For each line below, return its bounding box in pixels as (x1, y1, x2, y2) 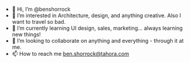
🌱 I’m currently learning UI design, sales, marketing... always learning (11, 24, 183, 31)
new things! (11, 31, 41, 38)
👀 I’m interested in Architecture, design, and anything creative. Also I (11, 12, 182, 19)
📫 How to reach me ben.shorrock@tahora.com (11, 51, 129, 57)
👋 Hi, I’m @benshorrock (11, 6, 71, 12)
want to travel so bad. (11, 18, 66, 25)
